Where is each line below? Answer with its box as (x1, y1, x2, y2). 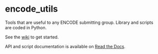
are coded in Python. (5, 24, 47, 30)
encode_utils (5, 3, 58, 15)
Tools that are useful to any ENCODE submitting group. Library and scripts (5, 19, 154, 25)
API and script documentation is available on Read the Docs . (5, 43, 126, 49)
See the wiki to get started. (5, 34, 59, 40)
